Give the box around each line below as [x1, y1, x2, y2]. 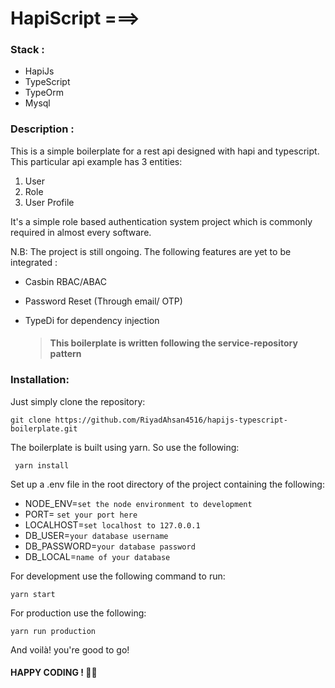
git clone [10, 415, 52, 425]
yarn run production [10, 626, 97, 636]
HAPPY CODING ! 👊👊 [10, 667, 98, 679]
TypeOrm [24, 87, 65, 99]
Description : [10, 122, 75, 136]
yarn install [14, 460, 70, 471]
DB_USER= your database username [24, 529, 169, 541]
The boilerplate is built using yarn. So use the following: [10, 441, 240, 453]
